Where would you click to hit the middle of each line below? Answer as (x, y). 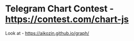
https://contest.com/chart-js (67, 19)
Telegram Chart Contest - (59, 9)
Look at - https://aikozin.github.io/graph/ (47, 33)
